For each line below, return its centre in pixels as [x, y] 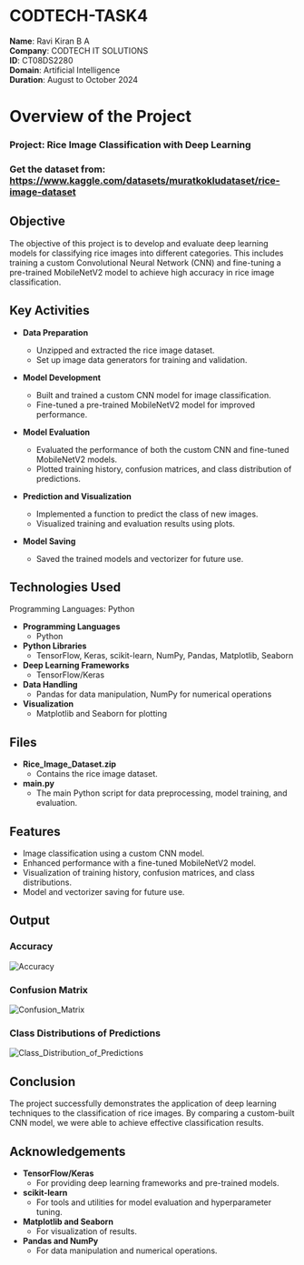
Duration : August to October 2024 [74, 79]
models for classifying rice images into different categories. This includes [147, 253]
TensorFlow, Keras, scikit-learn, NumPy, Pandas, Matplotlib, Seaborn [165, 656]
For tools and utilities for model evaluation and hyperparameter [154, 1202]
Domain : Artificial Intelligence [65, 70]
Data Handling [50, 685]
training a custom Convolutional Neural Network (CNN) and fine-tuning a [145, 262]
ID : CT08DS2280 [41, 60]
